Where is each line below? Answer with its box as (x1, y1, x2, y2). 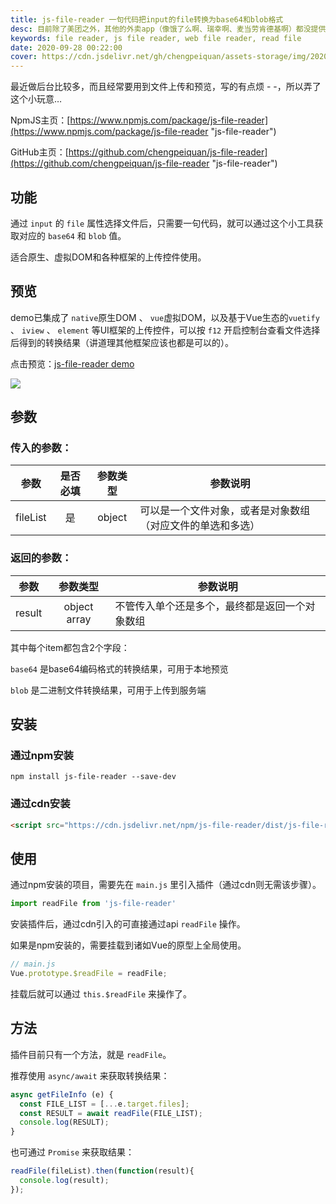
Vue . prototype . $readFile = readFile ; (10, 969, 168, 979)
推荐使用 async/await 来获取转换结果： (10, 1069, 170, 1081)
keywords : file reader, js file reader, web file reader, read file (10, 33, 302, 43)
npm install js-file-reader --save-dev (10, 772, 177, 782)
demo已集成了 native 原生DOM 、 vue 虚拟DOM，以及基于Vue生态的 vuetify (10, 311, 320, 323)
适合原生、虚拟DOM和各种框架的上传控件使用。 (10, 251, 207, 263)
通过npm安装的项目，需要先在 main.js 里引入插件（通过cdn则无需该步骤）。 (10, 879, 322, 891)
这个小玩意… (10, 93, 63, 105)
